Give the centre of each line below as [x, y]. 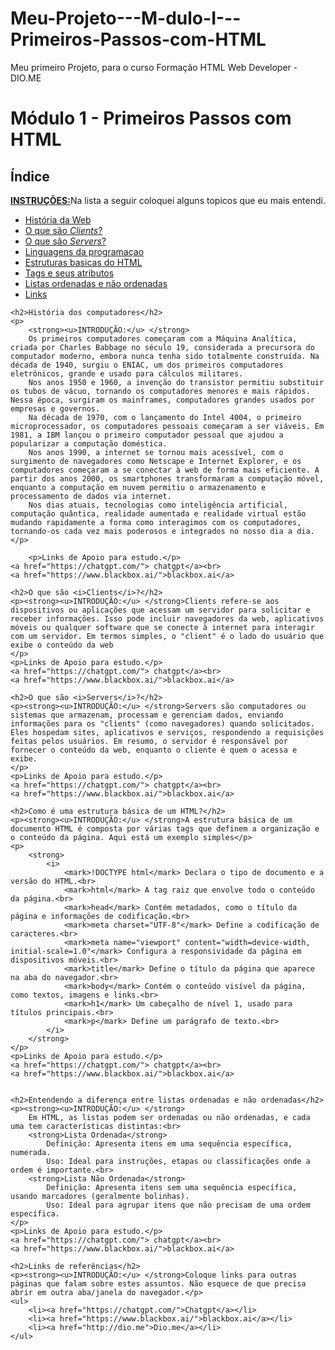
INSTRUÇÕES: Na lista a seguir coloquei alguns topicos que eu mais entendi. [168, 200]
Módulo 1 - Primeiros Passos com [151, 118]
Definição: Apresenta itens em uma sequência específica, [169, 1143]
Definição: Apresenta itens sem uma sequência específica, [172, 1187]
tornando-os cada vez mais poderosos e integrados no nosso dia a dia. [162, 531]
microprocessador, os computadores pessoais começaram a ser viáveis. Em [167, 426]
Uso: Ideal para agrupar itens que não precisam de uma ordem [178, 1205]
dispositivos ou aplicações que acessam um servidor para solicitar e [160, 610]
